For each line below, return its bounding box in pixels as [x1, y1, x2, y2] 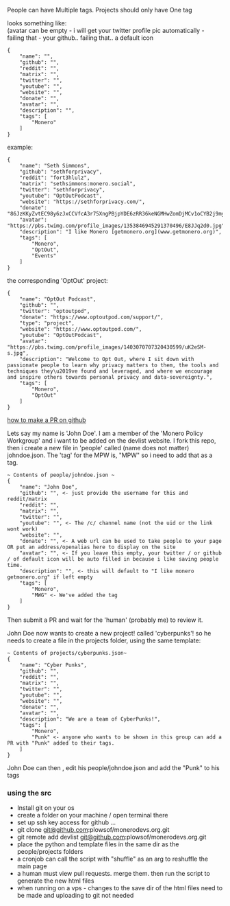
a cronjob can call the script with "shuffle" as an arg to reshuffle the [16, 855, 209, 863]
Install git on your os [16, 804, 75, 812]
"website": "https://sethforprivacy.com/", [19, 198, 146, 205]
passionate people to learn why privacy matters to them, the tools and [7, 362, 219, 369]
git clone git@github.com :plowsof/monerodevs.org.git [16, 826, 170, 834]
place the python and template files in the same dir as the [16, 840, 179, 848]
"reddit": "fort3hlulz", [19, 174, 90, 181]
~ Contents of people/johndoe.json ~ [7, 472, 115, 478]
